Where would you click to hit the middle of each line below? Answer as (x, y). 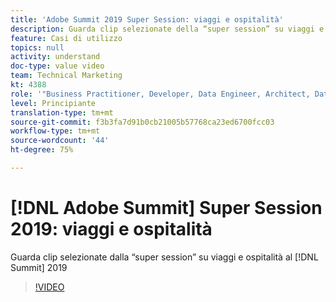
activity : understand (55, 57)
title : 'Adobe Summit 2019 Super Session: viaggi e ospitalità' (147, 19)
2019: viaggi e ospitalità (111, 229)
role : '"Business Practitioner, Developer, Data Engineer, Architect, (160, 94)
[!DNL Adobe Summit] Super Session (166, 208)
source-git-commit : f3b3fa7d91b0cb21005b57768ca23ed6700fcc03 (142, 122)
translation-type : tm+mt (62, 112)
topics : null (37, 47)
